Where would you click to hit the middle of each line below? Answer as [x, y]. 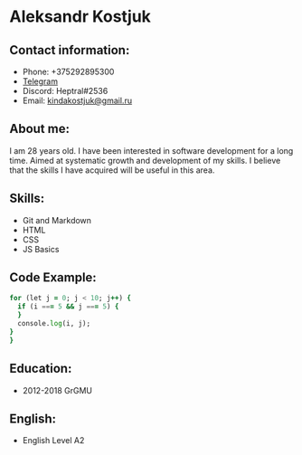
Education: [41, 369]
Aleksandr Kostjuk [80, 17]
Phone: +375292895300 [68, 71]
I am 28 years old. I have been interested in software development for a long [151, 150]
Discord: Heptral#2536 [65, 91]
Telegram [40, 81]
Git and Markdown [57, 220]
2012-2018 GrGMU [57, 390]
